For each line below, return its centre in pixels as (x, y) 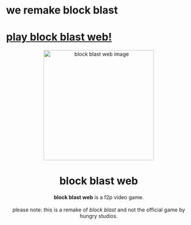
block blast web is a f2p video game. (99, 197)
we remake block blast (62, 10)
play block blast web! (59, 37)
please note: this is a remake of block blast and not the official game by (99, 210)
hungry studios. (99, 216)
